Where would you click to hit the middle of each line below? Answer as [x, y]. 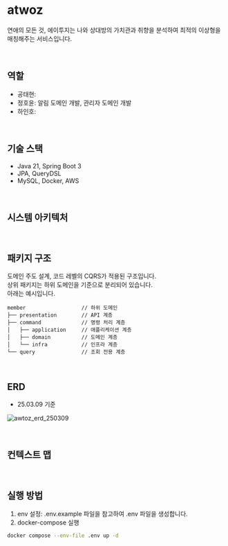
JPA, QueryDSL [39, 173]
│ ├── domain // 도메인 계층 [63, 337]
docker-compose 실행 [48, 522]
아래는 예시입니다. [31, 294]
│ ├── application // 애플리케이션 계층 [69, 330]
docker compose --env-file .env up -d [63, 536]
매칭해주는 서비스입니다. [40, 38]
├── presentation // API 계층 [60, 315]
